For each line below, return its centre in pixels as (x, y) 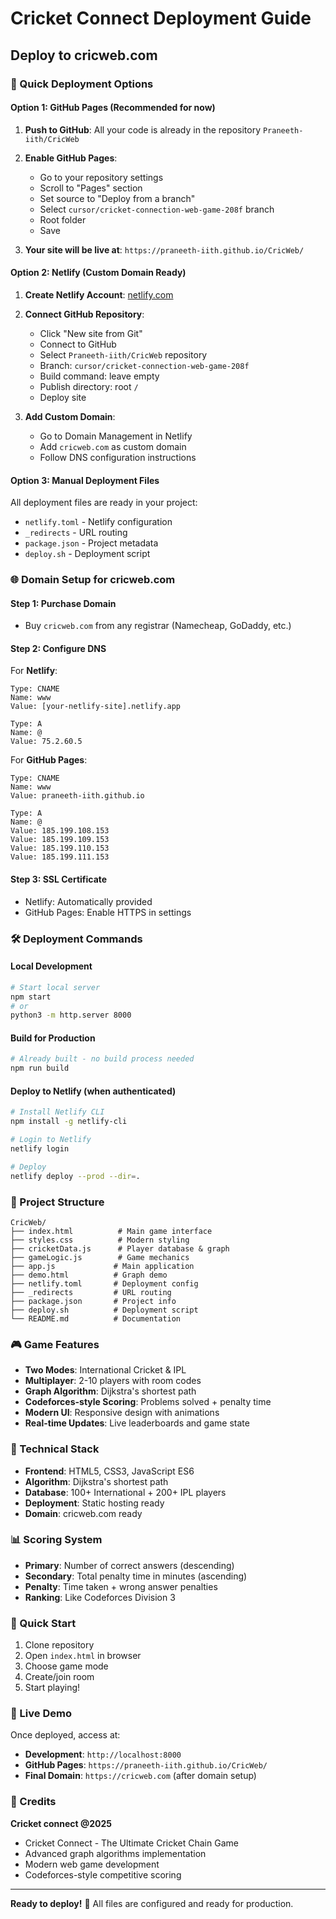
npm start (31, 997)
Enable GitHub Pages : (71, 158)
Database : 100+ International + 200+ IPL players (125, 1492)
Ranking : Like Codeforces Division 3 (100, 1597)
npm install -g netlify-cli (69, 1122)
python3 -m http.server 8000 (71, 1015)
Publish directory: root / (89, 386)
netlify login (40, 1149)
